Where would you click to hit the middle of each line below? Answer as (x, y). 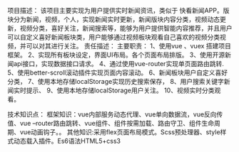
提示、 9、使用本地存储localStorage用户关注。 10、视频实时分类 (120, 90)
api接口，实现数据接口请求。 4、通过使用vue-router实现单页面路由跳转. (119, 64)
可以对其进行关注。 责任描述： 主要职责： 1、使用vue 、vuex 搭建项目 (129, 46)
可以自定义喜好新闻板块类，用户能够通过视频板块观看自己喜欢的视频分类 (113, 37)
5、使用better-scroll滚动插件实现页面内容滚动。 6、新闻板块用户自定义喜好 (118, 72)
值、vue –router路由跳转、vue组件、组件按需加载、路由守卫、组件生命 (111, 123)
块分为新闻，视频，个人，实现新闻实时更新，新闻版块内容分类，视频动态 (113, 19)
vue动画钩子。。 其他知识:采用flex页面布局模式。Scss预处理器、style (120, 132)
